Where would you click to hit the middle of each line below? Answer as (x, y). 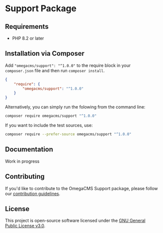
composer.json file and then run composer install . (55, 70)
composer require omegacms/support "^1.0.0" (51, 116)
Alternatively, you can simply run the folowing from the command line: (75, 107)
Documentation (29, 149)
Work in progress (22, 161)
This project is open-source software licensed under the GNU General (75, 221)
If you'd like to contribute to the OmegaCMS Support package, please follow (81, 188)
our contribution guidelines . (33, 193)
